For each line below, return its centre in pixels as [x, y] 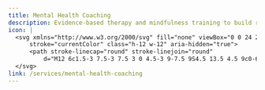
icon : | [21, 30]
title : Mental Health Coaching [60, 15]
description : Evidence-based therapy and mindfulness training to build [130, 23]
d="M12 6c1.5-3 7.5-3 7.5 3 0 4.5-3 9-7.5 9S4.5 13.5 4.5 [140, 59]
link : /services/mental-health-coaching [76, 74]
